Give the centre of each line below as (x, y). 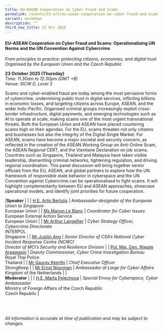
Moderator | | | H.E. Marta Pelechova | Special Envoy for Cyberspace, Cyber (82, 278)
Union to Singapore (24, 206)
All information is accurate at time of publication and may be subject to (76, 318)
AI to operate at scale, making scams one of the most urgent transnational (79, 119)
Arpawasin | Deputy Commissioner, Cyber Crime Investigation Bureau (75, 252)
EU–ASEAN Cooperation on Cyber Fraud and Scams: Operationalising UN (80, 43)
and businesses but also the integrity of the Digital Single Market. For (74, 134)
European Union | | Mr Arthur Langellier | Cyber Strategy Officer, (69, 221)
